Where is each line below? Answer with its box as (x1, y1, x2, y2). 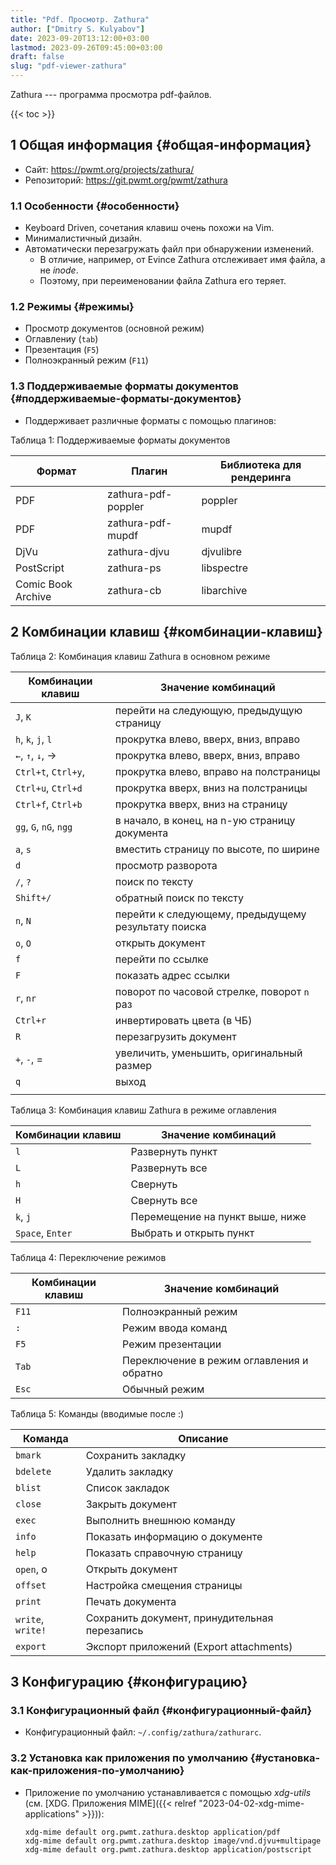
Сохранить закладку (85, 1448, 187, 1462)
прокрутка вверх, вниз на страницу (114, 797, 288, 811)
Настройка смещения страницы (85, 1578, 243, 1592)
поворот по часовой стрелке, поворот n (114, 984, 310, 998)
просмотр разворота (114, 858, 218, 872)
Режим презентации (122, 1337, 222, 1351)
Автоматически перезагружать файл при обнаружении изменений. (24, 243, 315, 255)
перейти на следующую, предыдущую (114, 703, 303, 717)
